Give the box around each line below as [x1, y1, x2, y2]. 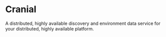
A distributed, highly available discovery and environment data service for [5, 20, 161, 26]
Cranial [5, 4, 37, 15]
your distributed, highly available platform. [5, 25, 94, 31]
